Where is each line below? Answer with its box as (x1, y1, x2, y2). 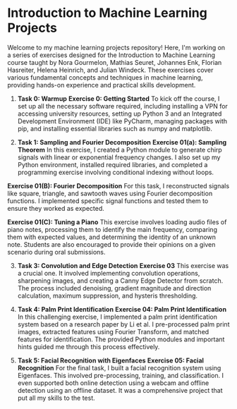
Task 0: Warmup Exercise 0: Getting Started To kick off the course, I (17, 94, 220, 103)
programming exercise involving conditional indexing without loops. (17, 168, 214, 176)
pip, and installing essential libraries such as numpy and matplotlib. (17, 124, 213, 133)
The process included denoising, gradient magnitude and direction (17, 283, 212, 292)
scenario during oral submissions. (7, 248, 106, 256)
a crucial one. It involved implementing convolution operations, (17, 269, 200, 277)
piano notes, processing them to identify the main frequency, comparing (7, 225, 217, 233)
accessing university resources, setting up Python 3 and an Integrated (17, 109, 222, 118)
